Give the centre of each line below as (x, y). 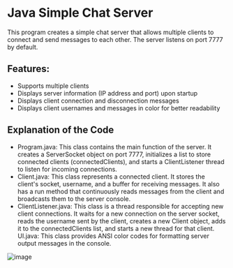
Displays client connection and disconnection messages (98, 100)
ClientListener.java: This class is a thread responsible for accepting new (120, 206)
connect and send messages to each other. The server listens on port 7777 (115, 39)
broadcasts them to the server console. (74, 199)
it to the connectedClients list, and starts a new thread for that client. (116, 228)
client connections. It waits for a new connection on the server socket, (118, 214)
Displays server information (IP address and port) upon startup (107, 93)
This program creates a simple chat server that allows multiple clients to (111, 32)
